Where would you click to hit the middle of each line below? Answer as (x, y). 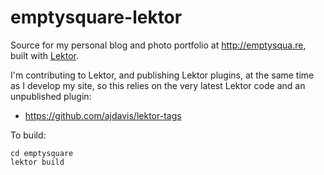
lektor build (37, 162)
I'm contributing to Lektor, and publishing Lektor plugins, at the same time (162, 75)
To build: (28, 135)
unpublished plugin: (51, 96)
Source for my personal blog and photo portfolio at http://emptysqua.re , (158, 45)
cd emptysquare (42, 153)
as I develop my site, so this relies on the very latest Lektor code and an (158, 85)
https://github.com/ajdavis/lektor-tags (103, 115)
